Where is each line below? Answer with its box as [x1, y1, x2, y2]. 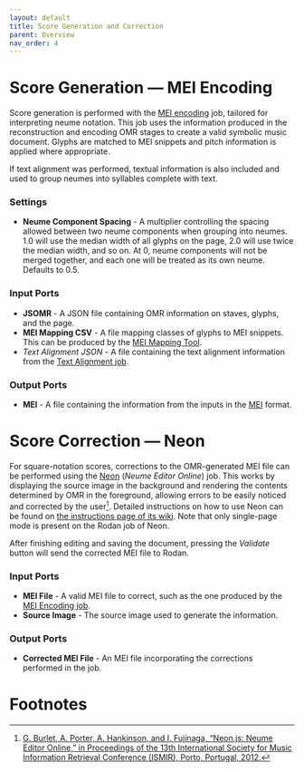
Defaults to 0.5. [22, 265, 80, 275]
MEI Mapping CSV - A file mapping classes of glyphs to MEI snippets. [22, 327, 284, 338]
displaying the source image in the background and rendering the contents [9, 480, 288, 491]
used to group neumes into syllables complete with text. [9, 173, 219, 184]
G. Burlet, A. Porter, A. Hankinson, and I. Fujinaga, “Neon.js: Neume [22, 733, 273, 744]
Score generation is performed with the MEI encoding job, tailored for [9, 108, 269, 119]
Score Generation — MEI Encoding [9, 78, 273, 98]
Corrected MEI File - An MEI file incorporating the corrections [22, 653, 253, 664]
